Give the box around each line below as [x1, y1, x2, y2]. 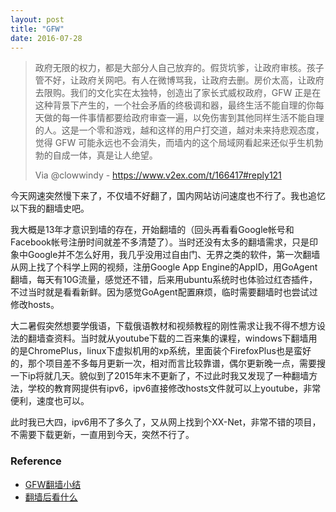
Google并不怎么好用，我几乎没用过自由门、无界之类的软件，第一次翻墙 [27, 249, 321, 261]
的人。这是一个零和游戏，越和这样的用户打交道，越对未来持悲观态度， [34, 124, 325, 136]
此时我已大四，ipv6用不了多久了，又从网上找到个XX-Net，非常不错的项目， [10, 416, 322, 428]
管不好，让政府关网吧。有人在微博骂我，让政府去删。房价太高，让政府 [34, 74, 325, 86]
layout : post [10, 14, 65, 25]
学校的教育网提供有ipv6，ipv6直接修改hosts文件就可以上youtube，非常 [27, 382, 322, 395]
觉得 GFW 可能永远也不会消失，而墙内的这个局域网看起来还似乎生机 [34, 137, 315, 149]
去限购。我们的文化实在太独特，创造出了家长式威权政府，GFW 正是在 [34, 87, 322, 99]
